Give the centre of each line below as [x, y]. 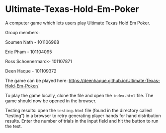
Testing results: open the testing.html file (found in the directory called [79, 110]
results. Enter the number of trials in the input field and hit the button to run [82, 121]
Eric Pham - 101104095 [29, 52]
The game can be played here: [37, 80]
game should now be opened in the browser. [51, 101]
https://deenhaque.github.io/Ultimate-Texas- [115, 80]
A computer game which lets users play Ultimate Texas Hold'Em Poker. [78, 23]
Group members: [22, 32]
